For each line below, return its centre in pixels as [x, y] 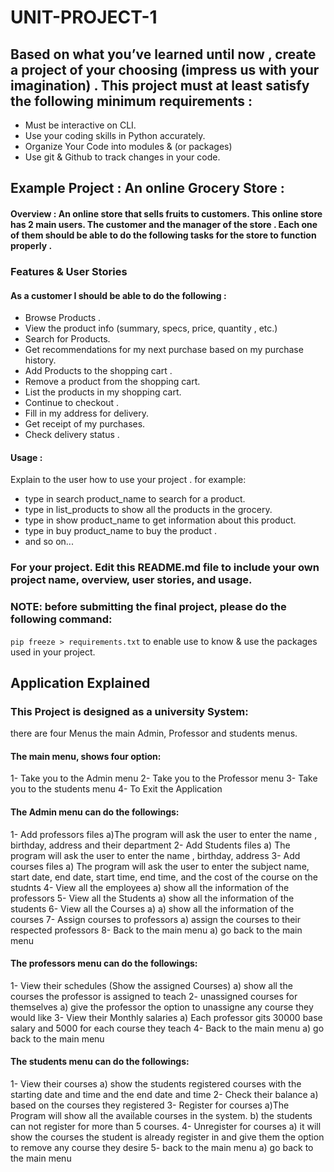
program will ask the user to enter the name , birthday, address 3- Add [155, 855]
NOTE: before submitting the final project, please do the [148, 607]
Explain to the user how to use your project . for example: [128, 480]
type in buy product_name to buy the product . [121, 531]
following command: [61, 619]
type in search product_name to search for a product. [135, 499]
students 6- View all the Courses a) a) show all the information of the [152, 908]
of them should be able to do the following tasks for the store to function [163, 235]
